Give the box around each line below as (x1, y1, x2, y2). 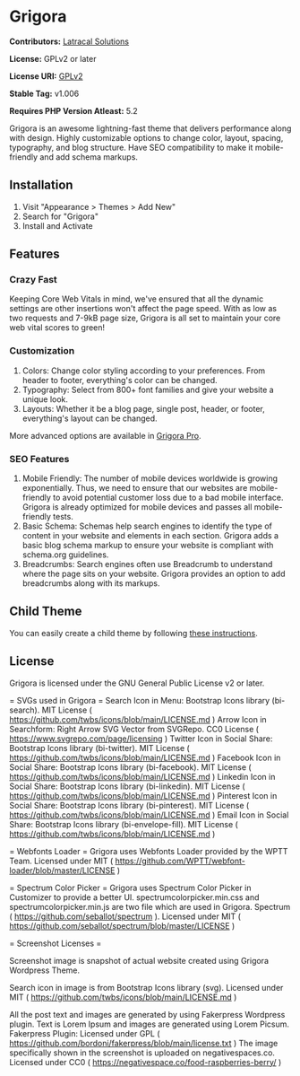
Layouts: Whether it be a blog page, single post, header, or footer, (21, 403, 266, 414)
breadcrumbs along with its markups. (21, 578, 160, 589)
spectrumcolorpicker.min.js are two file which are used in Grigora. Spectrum (9, 901, 291, 912)
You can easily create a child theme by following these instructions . (9, 627, 258, 638)
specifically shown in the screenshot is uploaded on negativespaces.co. (9, 1047, 276, 1058)
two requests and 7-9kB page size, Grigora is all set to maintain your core (9, 312, 281, 324)
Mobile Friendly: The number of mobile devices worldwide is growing (21, 473, 279, 484)
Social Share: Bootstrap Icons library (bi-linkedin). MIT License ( (9, 781, 245, 792)
